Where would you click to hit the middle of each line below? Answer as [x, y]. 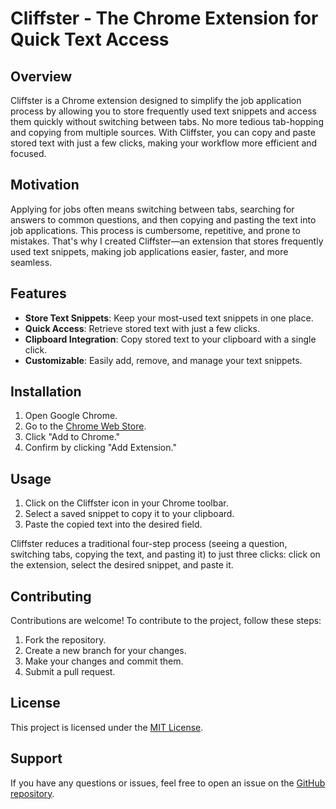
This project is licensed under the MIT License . [107, 727]
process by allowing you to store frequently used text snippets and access [163, 111]
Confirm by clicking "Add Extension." [100, 448]
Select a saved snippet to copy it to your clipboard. [129, 514]
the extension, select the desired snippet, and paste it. [122, 565]
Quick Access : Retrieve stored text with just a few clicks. [142, 328]
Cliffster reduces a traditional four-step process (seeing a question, [149, 544]
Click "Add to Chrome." [72, 437]
